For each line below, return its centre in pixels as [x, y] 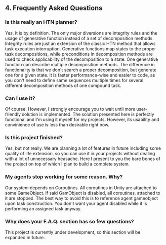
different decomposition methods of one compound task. [63, 85]
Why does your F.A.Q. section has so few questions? [70, 221]
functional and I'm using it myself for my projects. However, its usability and [82, 119]
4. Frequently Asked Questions [54, 8]
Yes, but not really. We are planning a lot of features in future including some [83, 148]
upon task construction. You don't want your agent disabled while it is [76, 203]
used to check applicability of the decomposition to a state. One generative [82, 59]
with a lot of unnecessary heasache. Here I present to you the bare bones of [83, 159]
